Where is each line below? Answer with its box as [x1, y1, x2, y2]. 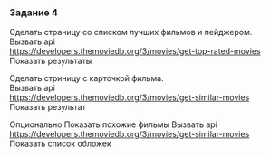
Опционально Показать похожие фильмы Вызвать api [9, 119, 217, 130]
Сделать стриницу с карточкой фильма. [9, 73, 165, 84]
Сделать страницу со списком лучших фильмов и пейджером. [9, 27, 253, 38]
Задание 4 [9, 6, 59, 19]
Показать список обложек [9, 138, 111, 150]
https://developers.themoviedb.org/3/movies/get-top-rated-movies [9, 46, 261, 57]
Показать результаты [9, 56, 92, 67]
